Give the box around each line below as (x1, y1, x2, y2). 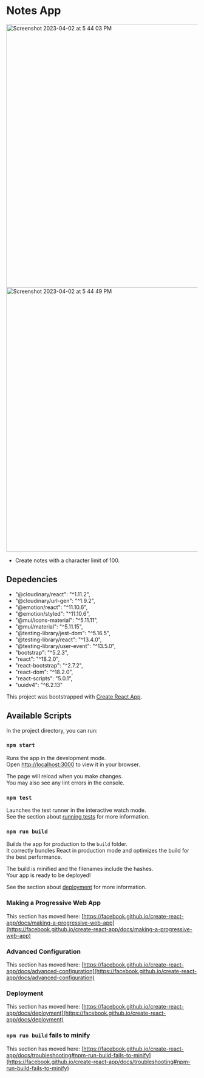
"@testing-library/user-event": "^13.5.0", (15, 642, 116, 649)
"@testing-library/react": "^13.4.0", (15, 636, 102, 643)
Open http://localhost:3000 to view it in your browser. (6, 761, 141, 768)
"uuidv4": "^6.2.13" (15, 681, 63, 688)
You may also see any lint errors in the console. (6, 779, 124, 786)
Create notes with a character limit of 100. (15, 557, 120, 564)
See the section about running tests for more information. (6, 813, 150, 820)
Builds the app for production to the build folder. (6, 840, 128, 848)
